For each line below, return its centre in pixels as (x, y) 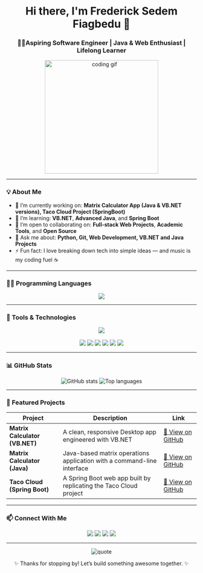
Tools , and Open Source (46, 231)
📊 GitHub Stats (29, 365)
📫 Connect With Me (37, 518)
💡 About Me (24, 192)
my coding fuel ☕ (37, 260)
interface (76, 468)
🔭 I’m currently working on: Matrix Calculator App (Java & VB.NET (98, 205)
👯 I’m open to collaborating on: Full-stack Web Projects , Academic (99, 224)
